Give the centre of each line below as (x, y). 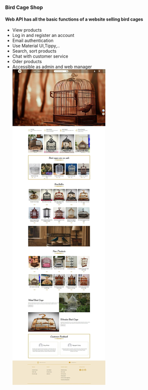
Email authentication (33, 40)
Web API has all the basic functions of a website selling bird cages (74, 19)
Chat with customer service (40, 56)
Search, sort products (34, 51)
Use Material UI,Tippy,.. (36, 46)
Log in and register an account (43, 35)
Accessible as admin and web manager (52, 67)
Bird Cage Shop (24, 7)
